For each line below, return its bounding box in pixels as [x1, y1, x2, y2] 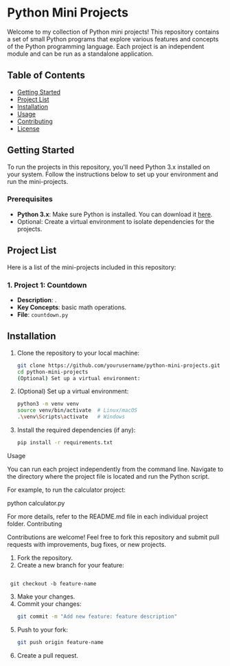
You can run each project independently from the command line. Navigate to [7, 465, 224, 473]
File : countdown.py [16, 310, 69, 318]
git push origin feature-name [16, 638, 104, 645]
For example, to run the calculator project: [7, 486, 126, 494]
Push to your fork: [16, 625, 69, 634]
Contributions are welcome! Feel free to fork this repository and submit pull [7, 532, 220, 541]
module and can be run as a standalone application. [7, 50, 154, 58]
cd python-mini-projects [16, 368, 89, 375]
